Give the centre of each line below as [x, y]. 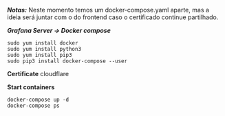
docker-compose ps [33, 106]
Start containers [31, 87]
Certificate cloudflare [38, 74]
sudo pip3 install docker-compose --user [67, 61]
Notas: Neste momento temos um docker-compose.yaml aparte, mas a [108, 10]
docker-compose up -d [38, 100]
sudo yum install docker [43, 43]
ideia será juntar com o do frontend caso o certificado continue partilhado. [113, 17]
